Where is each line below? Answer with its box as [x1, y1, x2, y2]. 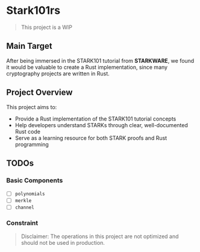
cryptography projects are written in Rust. [6, 70, 110, 77]
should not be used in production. [20, 239, 105, 246]
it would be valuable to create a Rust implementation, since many [6, 63, 167, 71]
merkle [14, 198, 32, 204]
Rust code [14, 128, 41, 135]
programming [14, 140, 49, 148]
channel [14, 204, 34, 211]
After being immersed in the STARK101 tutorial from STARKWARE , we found [6, 57, 195, 64]
